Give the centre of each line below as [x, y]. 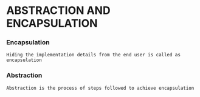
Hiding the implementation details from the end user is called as [94, 55]
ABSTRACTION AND [58, 11]
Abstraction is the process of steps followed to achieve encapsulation [100, 88]
